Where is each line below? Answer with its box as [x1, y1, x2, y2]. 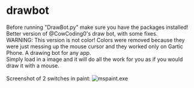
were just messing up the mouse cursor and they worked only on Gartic [6, 43, 183, 50]
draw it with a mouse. [6, 61, 59, 69]
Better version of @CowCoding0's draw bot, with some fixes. [6, 30, 158, 37]
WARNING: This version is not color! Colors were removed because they [6, 36, 185, 43]
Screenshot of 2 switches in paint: [6, 75, 91, 82]
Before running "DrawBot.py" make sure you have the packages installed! [6, 24, 189, 31]
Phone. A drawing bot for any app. [6, 49, 91, 56]
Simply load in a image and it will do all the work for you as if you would [6, 55, 183, 63]
